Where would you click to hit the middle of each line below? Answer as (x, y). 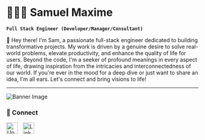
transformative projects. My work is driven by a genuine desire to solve (95, 46)
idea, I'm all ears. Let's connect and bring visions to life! (76, 79)
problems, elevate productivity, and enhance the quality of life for (104, 53)
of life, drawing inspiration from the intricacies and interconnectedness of (99, 66)
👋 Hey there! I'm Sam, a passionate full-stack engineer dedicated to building (102, 40)
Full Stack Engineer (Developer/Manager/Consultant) (75, 29)
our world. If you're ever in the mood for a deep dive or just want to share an (102, 72)
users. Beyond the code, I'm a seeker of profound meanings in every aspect (102, 59)
